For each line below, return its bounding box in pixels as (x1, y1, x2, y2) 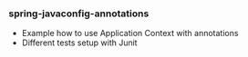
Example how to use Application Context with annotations (21, 28, 239, 39)
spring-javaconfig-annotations (8, 7, 150, 20)
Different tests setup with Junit (21, 37, 138, 48)
